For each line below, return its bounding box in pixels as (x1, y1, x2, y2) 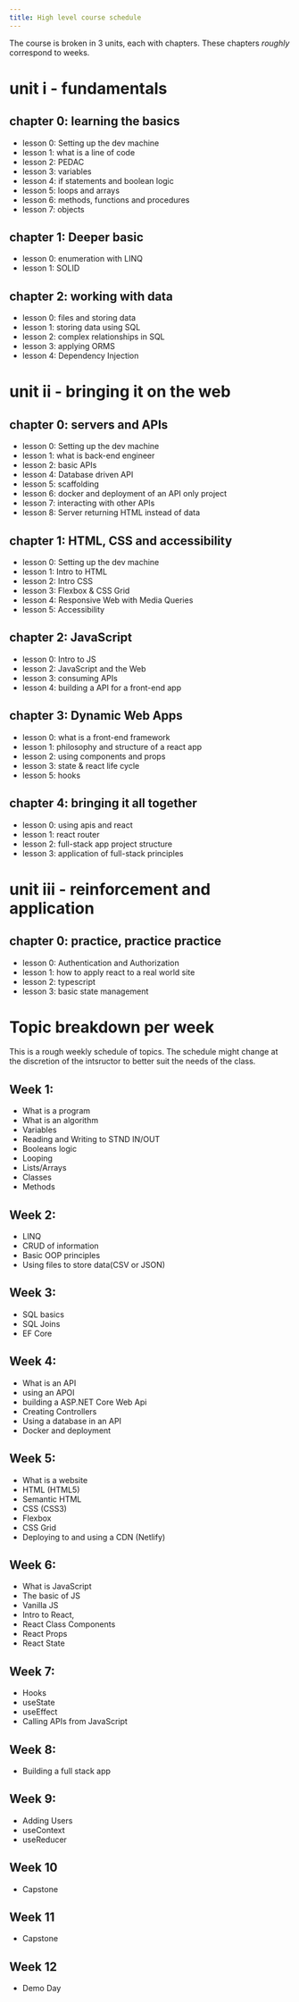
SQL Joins (21, 1318, 61, 1329)
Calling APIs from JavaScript (21, 1716, 128, 1727)
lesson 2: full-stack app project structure (21, 838, 173, 849)
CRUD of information (21, 1240, 100, 1251)
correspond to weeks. (9, 46, 90, 58)
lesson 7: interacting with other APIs (21, 497, 155, 509)
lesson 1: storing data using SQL (21, 322, 141, 333)
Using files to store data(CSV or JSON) (21, 1260, 166, 1271)
